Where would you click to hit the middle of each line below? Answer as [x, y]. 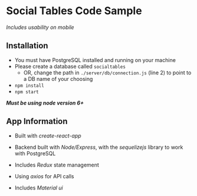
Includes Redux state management [57, 165]
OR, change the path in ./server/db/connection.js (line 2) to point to [107, 73]
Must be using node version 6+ [45, 103]
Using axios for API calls [44, 176]
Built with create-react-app [48, 135]
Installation [27, 46]
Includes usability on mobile [40, 27]
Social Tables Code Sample [74, 11]
